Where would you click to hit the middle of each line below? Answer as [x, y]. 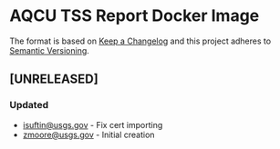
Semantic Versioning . [49, 50]
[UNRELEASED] [54, 79]
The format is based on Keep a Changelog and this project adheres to [140, 41]
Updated [29, 105]
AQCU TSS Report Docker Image [135, 16]
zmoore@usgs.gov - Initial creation [88, 134]
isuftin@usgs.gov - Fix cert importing [93, 124]
